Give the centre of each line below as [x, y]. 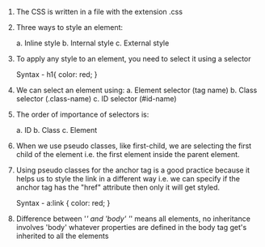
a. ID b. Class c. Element [57, 130]
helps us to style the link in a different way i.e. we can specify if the [128, 179]
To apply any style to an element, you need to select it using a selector [134, 59]
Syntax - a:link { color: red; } [63, 203]
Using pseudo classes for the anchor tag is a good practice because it [133, 170]
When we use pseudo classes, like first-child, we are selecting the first [134, 146]
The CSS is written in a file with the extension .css [99, 12]
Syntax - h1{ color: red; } [57, 75]
